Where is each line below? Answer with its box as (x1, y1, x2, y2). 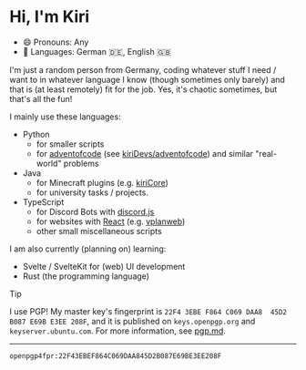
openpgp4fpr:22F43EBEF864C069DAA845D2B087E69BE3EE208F (9, 351, 222, 361)
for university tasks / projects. (36, 187, 148, 198)
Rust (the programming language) (22, 271, 150, 282)
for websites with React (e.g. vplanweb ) (36, 216, 186, 227)
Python (22, 128, 50, 139)
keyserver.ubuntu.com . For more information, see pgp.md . (9, 325, 226, 336)
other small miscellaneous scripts (36, 225, 162, 236)
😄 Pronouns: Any (22, 36, 89, 47)
